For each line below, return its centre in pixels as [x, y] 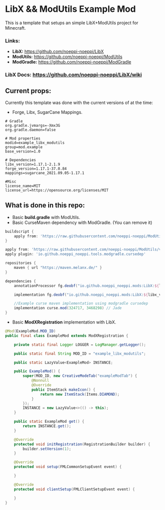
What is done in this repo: [45, 205]
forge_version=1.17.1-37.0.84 [36, 169]
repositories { [21, 263]
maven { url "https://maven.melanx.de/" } [58, 268]
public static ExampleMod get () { [49, 422]
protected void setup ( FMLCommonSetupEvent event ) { [68, 467]
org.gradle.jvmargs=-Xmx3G [33, 125]
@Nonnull [40, 381]
